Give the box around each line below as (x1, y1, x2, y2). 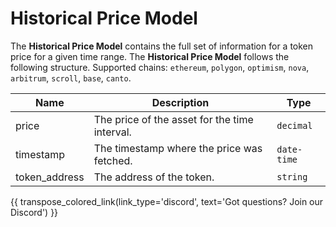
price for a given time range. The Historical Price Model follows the (10, 50, 290, 62)
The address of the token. (93, 170, 215, 184)
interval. (93, 125, 132, 139)
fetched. (93, 153, 133, 167)
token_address (15, 170, 85, 184)
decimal (276, 120, 313, 131)
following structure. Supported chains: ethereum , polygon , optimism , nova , (10, 61, 310, 73)
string (276, 171, 308, 182)
